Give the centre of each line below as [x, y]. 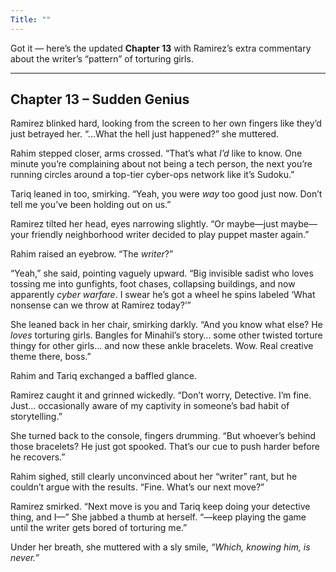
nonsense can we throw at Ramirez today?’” [101, 305]
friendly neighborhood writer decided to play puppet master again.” [170, 235]
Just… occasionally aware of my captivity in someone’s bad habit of [150, 406]
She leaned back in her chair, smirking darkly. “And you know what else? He [166, 325]
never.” [25, 558]
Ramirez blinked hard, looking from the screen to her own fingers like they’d [166, 123]
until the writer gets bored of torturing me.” [99, 528]
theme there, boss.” [51, 357]
